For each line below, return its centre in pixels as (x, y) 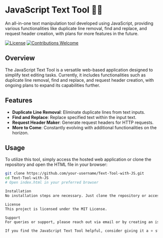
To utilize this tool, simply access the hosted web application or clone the (78, 160)
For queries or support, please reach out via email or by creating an (79, 222)
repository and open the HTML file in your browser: (56, 164)
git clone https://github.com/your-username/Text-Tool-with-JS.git (75, 174)
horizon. (20, 133)
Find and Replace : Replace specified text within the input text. (74, 117)
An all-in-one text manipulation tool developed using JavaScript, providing (79, 23)
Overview (20, 58)
